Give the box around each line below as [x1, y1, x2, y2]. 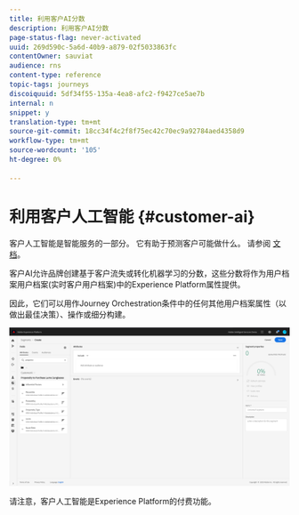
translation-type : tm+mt [9, 117, 101, 126]
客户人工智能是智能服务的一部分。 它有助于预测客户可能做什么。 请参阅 [9, 237, 271, 248]
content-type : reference [9, 71, 101, 80]
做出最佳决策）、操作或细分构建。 [9, 309, 131, 319]
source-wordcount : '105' [9, 146, 101, 155]
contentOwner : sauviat [9, 52, 93, 61]
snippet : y [9, 108, 50, 117]
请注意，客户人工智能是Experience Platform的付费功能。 [9, 495, 216, 506]
